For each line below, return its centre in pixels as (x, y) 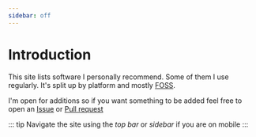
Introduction (50, 54)
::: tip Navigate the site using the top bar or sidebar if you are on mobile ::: (128, 124)
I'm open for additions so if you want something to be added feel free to (125, 101)
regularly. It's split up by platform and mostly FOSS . (92, 85)
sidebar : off (30, 15)
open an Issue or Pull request (56, 108)
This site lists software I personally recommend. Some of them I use (119, 77)
